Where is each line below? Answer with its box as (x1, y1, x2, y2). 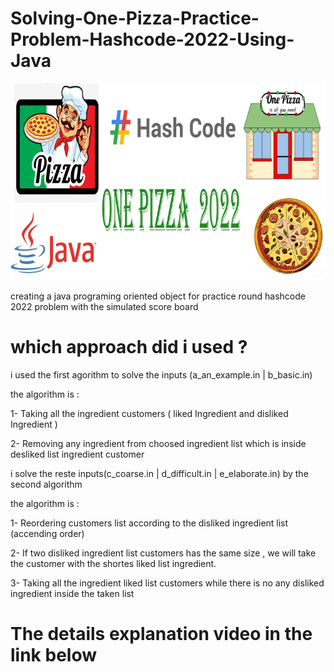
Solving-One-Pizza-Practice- (10, 7, 260, 30)
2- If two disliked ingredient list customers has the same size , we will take (10, 547, 317, 559)
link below (10, 643, 97, 666)
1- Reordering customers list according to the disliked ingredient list (10, 517, 289, 529)
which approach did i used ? (10, 335, 248, 358)
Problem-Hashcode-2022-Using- (10, 28, 295, 51)
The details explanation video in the (10, 622, 313, 645)
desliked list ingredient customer (10, 448, 145, 460)
